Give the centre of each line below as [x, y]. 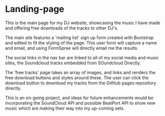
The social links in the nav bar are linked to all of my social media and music [82, 57]
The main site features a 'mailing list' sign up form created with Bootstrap [79, 38]
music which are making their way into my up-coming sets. [65, 108]
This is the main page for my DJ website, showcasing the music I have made [83, 23]
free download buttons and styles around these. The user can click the [77, 77]
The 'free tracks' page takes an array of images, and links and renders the [81, 72]
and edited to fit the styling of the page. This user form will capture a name [81, 42]
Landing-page [35, 9]
